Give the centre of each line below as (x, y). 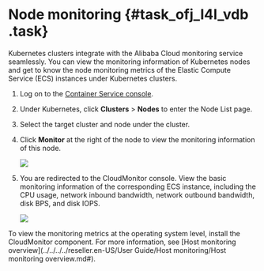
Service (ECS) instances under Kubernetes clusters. (93, 78)
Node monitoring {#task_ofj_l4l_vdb (128, 15)
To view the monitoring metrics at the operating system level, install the (124, 233)
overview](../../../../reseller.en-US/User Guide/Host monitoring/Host (117, 250)
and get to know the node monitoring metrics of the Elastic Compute (120, 70)
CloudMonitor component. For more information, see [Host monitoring (122, 242)
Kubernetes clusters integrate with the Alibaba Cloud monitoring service (126, 53)
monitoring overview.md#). (52, 258)
